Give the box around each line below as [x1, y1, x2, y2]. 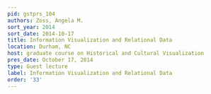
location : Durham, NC [7, 43, 72, 50]
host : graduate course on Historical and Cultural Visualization [7, 50, 204, 57]
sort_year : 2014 [7, 23, 55, 30]
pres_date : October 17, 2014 [7, 57, 93, 64]
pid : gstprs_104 [7, 10, 55, 18]
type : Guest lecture [7, 63, 69, 70]
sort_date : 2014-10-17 [7, 30, 74, 37]
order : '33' [7, 76, 42, 83]
